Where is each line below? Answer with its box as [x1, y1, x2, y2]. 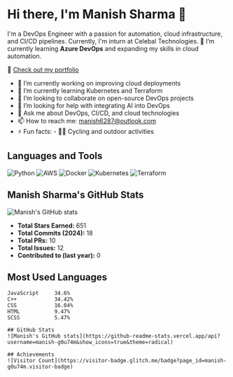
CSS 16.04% [7, 302, 73, 309]
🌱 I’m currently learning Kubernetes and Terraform [17, 86, 163, 95]
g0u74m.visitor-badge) [7, 364, 73, 371]
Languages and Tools [7, 150, 103, 162]
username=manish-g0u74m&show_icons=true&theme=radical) [7, 339, 174, 346]
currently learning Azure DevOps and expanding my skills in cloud [7, 44, 199, 53]
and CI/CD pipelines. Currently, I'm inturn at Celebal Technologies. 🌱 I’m [7, 36, 215, 45]
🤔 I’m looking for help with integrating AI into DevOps [17, 101, 170, 109]
